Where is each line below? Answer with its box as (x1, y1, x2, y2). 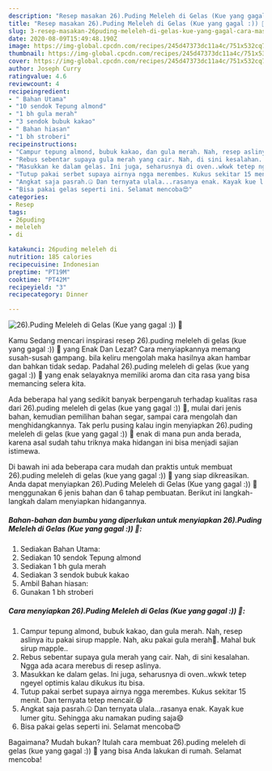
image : (8, 42, 31, 50)
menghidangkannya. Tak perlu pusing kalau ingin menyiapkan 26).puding (8, 420, 253, 430)
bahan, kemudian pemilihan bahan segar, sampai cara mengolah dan (8, 411, 238, 422)
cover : (8, 58, 31, 66)
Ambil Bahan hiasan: (19, 579, 89, 588)
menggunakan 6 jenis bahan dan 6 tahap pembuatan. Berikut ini (8, 488, 222, 497)
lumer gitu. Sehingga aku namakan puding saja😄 (19, 713, 185, 723)
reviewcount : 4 (8, 80, 60, 88)
